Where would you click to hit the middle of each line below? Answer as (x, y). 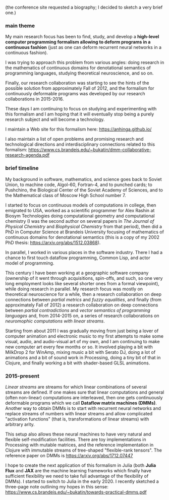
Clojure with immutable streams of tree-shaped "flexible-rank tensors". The (84, 450)
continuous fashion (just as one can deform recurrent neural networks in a (83, 47)
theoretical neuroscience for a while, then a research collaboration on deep (83, 294)
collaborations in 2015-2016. (35, 99)
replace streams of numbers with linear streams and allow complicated (79, 413)
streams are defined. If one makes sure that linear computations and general (85, 392)
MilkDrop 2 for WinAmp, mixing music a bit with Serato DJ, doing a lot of (80, 352)
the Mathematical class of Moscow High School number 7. (66, 195)
